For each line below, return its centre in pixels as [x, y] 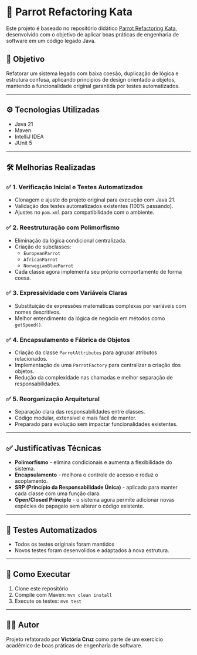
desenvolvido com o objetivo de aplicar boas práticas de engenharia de [93, 34]
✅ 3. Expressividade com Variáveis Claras [67, 293]
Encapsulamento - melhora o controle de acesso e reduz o [86, 475]
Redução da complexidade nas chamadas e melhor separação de [94, 378]
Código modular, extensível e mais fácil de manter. [75, 418]
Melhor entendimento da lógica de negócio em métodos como [90, 318]
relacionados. [31, 359]
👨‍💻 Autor [23, 625]
